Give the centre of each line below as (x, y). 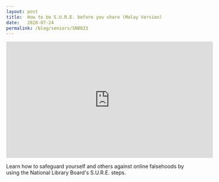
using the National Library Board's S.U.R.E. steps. (66, 173)
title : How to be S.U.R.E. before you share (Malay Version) (84, 17)
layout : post (22, 12)
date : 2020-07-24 (30, 22)
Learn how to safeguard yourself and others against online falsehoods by (95, 167)
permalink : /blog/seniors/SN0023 (47, 28)
